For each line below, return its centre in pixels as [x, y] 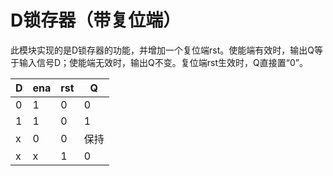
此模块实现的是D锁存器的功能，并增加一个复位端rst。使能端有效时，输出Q [162, 50]
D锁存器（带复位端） [96, 20]
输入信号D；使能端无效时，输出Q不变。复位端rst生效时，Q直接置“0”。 [163, 62]
